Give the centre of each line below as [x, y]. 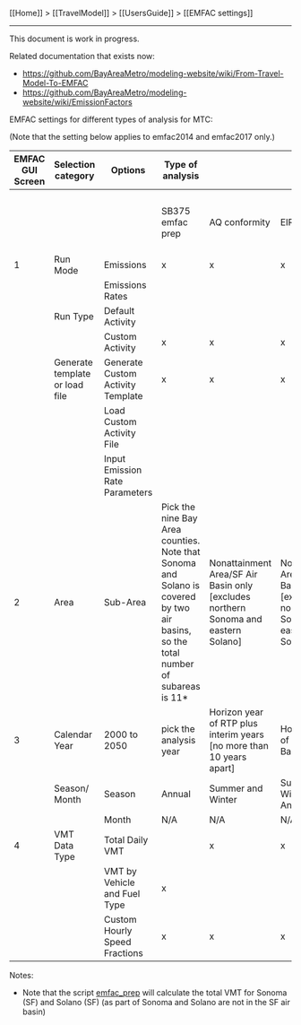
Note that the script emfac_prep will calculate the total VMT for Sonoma [155, 993]
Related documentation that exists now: [82, 56]
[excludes [230, 597]
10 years [228, 757]
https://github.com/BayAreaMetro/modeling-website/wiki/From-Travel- [153, 74]
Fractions [123, 953]
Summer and [236, 788]
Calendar [73, 734]
